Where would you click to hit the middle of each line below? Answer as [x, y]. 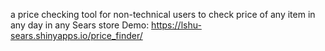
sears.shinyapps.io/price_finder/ [76, 35]
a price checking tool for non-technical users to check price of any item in [163, 14]
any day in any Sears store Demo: [80, 25]
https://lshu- [176, 25]
